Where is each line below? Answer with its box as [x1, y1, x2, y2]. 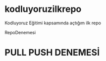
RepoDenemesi [4, 29, 36, 35]
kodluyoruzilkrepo [4, 3, 82, 15]
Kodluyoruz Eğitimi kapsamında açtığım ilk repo [4, 20, 101, 26]
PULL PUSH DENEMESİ [4, 47, 100, 58]
